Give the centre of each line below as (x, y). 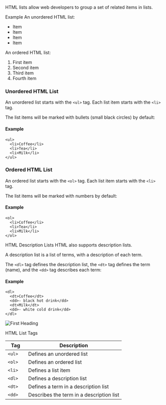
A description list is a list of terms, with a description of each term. (74, 255)
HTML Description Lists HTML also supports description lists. (69, 245)
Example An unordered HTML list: (40, 17)
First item (22, 62)
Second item (26, 68)
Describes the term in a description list (74, 395)
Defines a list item (49, 370)
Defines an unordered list (58, 354)
